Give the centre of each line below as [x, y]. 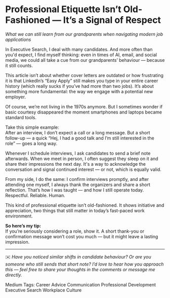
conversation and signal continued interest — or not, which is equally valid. [83, 169]
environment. [19, 216]
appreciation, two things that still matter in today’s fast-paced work [75, 210]
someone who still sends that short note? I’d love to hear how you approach [84, 264]
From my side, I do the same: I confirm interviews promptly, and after [77, 179]
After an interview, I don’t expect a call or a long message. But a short [78, 132]
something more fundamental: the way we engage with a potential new [79, 91]
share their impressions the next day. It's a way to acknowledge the [75, 164]
